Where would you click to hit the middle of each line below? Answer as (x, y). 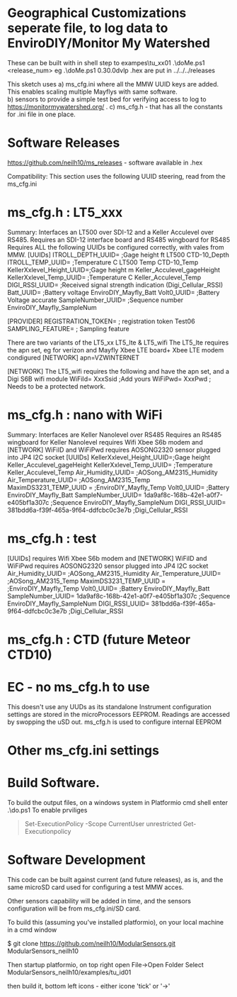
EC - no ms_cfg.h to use (79, 687)
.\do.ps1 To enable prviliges (47, 810)
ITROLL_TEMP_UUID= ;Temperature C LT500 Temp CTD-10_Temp (103, 262)
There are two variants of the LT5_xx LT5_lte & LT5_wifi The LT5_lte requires (118, 342)
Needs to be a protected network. (57, 386)
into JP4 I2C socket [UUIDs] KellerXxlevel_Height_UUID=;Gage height (109, 457)
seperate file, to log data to (88, 28)
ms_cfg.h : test (52, 539)
